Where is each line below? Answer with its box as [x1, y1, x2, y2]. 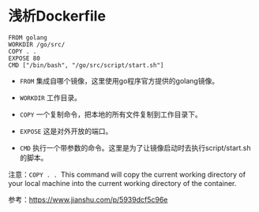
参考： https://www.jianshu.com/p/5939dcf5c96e [8, 195, 168, 204]
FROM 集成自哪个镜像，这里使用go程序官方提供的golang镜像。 [19, 76, 220, 85]
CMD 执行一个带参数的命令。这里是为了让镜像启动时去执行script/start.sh [19, 143, 251, 152]
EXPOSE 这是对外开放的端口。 [19, 126, 113, 136]
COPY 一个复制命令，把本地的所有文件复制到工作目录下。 [19, 110, 203, 119]
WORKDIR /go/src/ [8, 40, 66, 48]
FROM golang [8, 33, 47, 42]
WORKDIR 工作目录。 [19, 92, 81, 102]
